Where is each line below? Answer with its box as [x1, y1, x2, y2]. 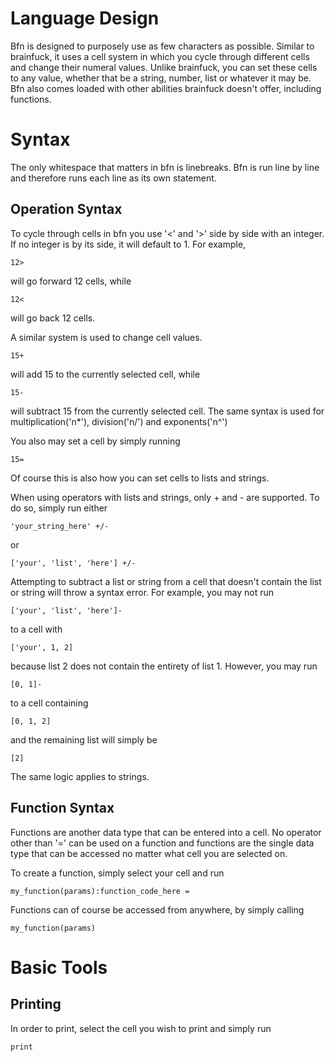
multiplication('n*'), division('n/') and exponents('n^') [10, 415, 228, 427]
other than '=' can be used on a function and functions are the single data [10, 837, 315, 849]
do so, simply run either [10, 502, 108, 514]
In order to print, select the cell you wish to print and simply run [10, 1022, 272, 1034]
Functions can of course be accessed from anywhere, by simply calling [10, 903, 305, 916]
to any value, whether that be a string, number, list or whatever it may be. [10, 72, 312, 84]
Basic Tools [10, 956, 108, 979]
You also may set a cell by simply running [10, 435, 181, 447]
